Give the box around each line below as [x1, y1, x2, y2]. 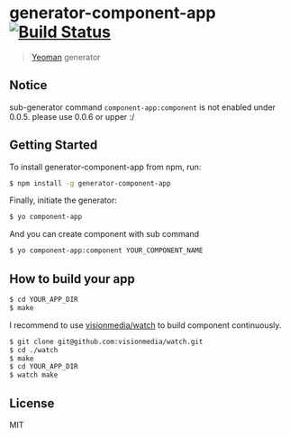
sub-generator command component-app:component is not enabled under [9, 102, 276, 113]
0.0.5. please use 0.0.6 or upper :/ [9, 111, 135, 122]
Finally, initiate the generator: [9, 195, 117, 205]
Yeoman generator [31, 51, 101, 62]
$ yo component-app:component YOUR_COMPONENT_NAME [9, 246, 204, 255]
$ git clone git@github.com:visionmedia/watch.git [9, 337, 204, 346]
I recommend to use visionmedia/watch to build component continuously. [9, 319, 282, 331]
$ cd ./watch [9, 345, 59, 354]
